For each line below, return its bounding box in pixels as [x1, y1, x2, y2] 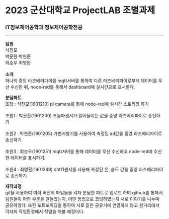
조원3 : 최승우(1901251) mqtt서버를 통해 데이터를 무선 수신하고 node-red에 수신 [5, 149, 162, 155]
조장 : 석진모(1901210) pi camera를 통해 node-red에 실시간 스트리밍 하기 [5, 101, 149, 107]
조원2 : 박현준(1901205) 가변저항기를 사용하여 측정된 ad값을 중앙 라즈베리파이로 [5, 130, 162, 136]
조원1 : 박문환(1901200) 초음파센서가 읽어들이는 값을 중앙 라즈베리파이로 [5, 113, 147, 119]
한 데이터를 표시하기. [5, 155, 46, 161]
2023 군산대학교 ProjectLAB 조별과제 [5, 5, 155, 16]
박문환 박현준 [5, 53, 31, 59]
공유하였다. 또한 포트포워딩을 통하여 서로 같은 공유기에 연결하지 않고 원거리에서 [5, 202, 160, 208]
